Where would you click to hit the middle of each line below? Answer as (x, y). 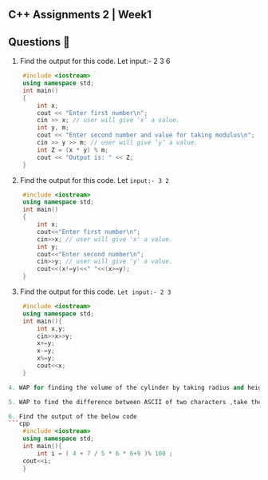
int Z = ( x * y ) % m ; (73, 150)
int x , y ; (51, 328)
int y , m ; (53, 128)
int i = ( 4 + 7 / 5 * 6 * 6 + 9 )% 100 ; (105, 453)
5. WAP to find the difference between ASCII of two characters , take (128, 402)
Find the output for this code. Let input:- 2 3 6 (95, 61)
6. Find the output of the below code (73, 416)
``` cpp (19, 424)
